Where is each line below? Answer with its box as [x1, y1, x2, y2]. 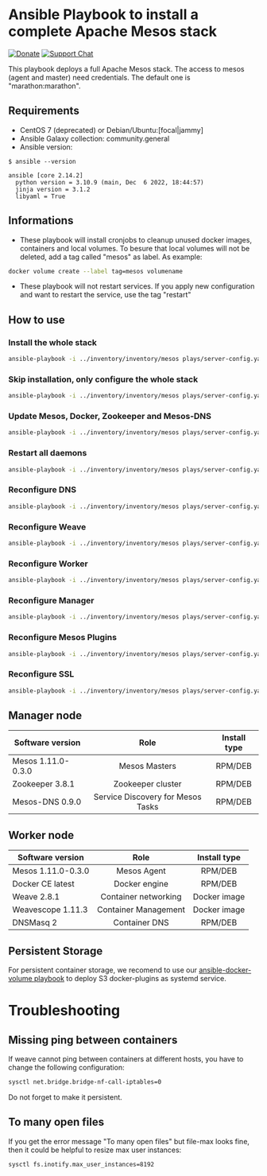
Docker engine [114, 879, 169, 890]
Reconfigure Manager [8, 595, 95, 606]
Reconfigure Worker [8, 558, 89, 569]
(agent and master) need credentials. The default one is [8, 72, 191, 82]
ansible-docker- [198, 964, 252, 975]
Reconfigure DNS [8, 484, 77, 495]
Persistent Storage [8, 944, 103, 957]
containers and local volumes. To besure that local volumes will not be [19, 243, 250, 253]
